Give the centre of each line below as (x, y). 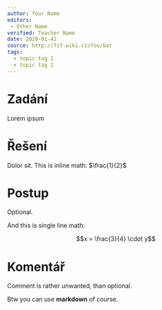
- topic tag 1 (33, 59)
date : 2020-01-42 (32, 39)
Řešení (27, 146)
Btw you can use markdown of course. (63, 299)
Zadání (28, 99)
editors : (20, 20)
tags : (15, 52)
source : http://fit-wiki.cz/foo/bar (60, 46)
